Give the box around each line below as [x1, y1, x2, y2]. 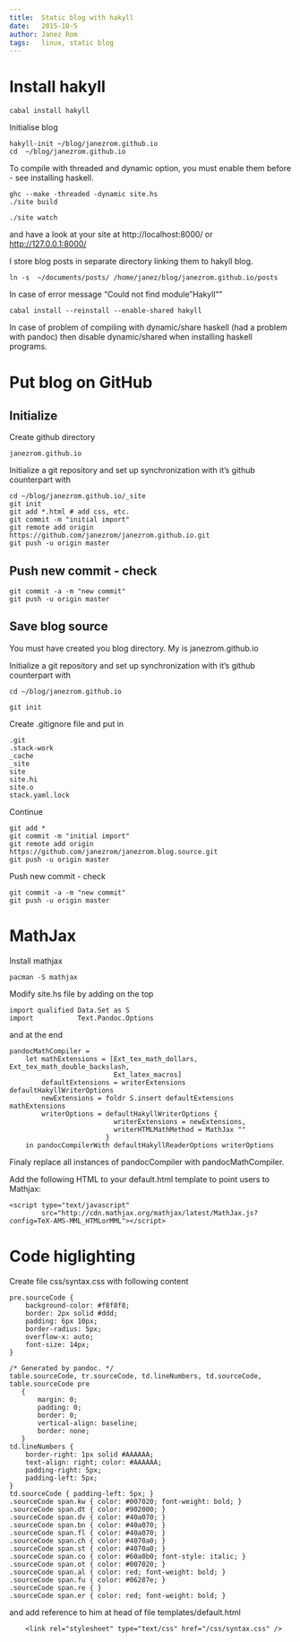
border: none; [37, 1426, 90, 1435]
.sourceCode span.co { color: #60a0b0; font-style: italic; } [9, 1551, 246, 1560]
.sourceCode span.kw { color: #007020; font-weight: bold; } [9, 1497, 243, 1506]
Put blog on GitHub [9, 373, 153, 393]
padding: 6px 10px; [25, 1317, 99, 1326]
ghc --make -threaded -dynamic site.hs [9, 190, 159, 199]
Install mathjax [9, 955, 63, 966]
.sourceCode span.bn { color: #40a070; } [9, 1520, 167, 1529]
